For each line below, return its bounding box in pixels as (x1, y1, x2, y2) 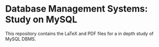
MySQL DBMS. (5, 36, 36, 42)
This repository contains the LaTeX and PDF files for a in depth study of (5, 30, 154, 36)
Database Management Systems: (5, 3, 148, 15)
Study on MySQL (5, 14, 77, 25)
